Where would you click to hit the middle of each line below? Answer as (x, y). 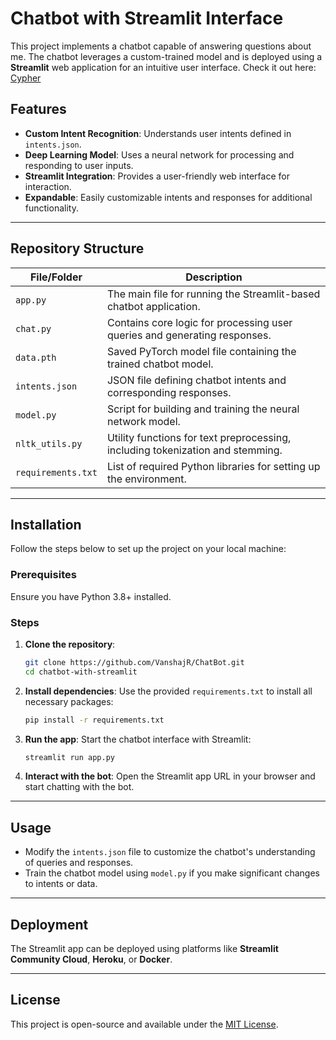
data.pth (36, 357)
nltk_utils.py (49, 443)
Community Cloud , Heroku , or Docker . (91, 959)
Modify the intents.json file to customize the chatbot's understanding (170, 852)
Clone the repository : (70, 644)
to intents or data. (61, 884)
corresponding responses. (169, 392)
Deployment (49, 924)
